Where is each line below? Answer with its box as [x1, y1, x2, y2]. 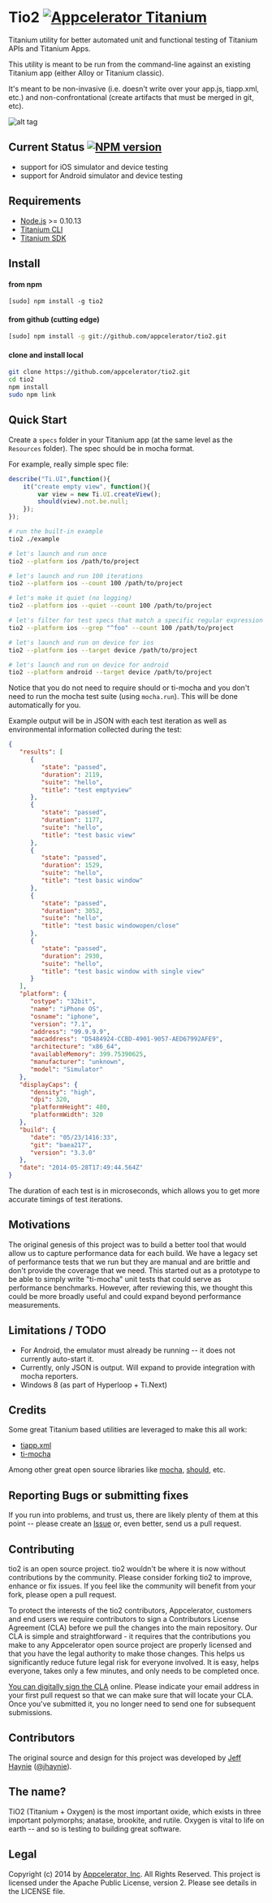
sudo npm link [8, 391, 57, 399]
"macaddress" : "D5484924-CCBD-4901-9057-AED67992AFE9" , [29, 1035, 223, 1044]
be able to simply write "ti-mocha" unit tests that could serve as [8, 1274, 222, 1284]
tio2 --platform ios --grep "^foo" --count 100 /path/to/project [8, 623, 234, 632]
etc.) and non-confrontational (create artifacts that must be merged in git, [8, 92, 254, 102]
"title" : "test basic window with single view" [41, 967, 205, 975]
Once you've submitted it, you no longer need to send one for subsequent [8, 1699, 256, 1709]
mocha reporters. [19, 1371, 79, 1381]
